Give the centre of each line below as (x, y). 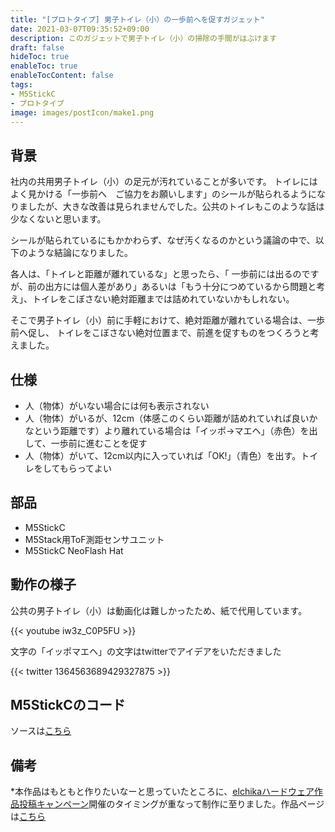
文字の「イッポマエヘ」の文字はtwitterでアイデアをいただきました (146, 651)
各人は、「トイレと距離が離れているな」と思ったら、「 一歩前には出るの (156, 274)
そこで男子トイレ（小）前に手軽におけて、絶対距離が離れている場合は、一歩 (167, 320)
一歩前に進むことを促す (99, 443)
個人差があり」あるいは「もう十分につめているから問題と (198, 287)
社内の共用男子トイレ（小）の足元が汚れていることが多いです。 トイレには (164, 182)
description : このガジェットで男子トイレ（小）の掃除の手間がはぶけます (144, 38)
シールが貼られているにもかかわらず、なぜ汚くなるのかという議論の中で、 (163, 240)
